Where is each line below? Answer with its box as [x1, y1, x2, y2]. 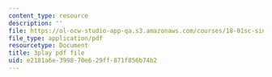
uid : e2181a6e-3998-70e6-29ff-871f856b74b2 [8, 57, 158, 65]
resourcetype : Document [8, 42, 89, 50]
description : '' [8, 19, 63, 27]
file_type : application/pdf [8, 34, 104, 43]
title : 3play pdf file [8, 49, 85, 57]
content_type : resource [8, 11, 89, 20]
